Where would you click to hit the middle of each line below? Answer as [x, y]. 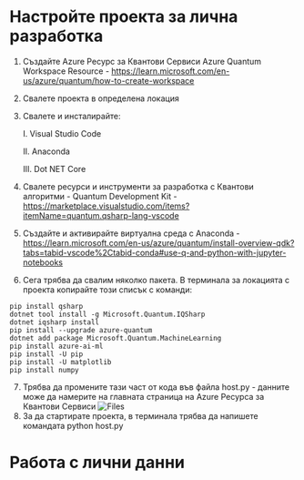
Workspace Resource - [66, 71]
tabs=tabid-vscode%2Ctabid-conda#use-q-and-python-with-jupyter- [154, 252]
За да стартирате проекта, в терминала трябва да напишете [140, 415]
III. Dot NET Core [54, 169]
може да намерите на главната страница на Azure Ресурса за [143, 396]
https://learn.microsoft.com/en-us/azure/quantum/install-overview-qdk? [158, 242]
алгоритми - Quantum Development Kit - [100, 196]
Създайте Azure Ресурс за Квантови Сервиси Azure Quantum [142, 61]
